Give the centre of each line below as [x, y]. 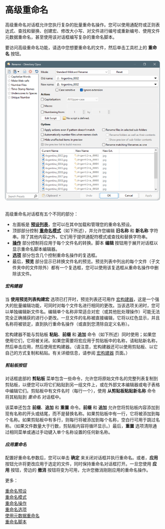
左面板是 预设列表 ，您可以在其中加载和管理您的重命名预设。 [73, 224]
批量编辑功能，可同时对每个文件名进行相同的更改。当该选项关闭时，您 [84, 305]
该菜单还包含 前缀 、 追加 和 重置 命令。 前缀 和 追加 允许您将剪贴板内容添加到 [82, 407]
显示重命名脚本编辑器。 [36, 249]
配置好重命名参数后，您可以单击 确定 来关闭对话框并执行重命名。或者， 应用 [82, 458]
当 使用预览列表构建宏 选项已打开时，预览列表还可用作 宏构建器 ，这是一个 [80, 299]
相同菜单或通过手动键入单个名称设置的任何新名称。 [61, 432]
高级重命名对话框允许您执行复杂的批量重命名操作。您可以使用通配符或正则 [80, 25]
